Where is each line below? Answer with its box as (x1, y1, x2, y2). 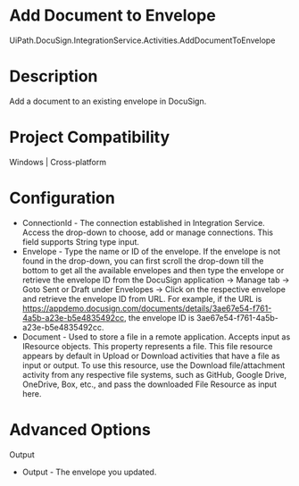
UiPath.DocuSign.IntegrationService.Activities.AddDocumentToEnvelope (9, 35, 276, 46)
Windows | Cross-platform (9, 156, 107, 167)
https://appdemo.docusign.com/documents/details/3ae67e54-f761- (21, 303, 272, 314)
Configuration (9, 189, 116, 208)
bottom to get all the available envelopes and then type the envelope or (21, 264, 285, 275)
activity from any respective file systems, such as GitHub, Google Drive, (21, 369, 287, 380)
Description (9, 66, 98, 87)
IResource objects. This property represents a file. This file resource (21, 340, 273, 351)
